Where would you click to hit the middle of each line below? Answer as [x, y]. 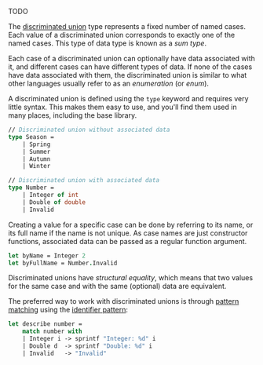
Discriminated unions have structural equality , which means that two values [131, 278]
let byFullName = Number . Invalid [63, 263]
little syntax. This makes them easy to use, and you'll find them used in [122, 107]
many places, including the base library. [73, 115]
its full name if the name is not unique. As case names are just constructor [128, 233]
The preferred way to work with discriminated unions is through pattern [124, 301]
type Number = [31, 188]
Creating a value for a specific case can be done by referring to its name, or [131, 224]
